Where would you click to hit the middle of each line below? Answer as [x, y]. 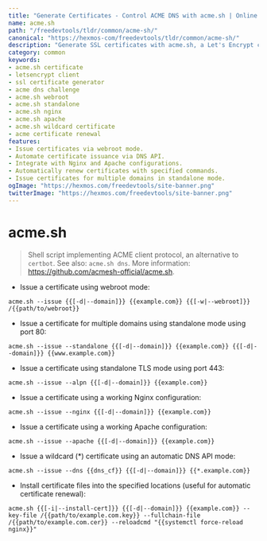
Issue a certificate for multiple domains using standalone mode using [133, 323]
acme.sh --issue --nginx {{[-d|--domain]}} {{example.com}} [110, 412]
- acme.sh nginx [35, 112]
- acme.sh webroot [39, 97]
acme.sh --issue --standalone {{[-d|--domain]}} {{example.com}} [118, 346]
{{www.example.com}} [81, 353]
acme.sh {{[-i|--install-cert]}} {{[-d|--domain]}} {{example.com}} [124, 508]
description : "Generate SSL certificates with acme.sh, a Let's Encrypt [131, 45]
